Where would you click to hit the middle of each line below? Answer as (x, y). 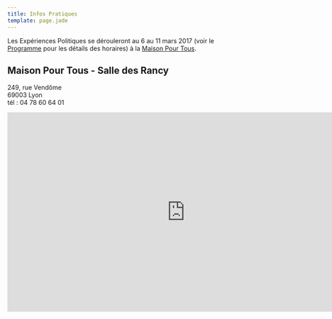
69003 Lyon (25, 95)
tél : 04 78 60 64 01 (36, 103)
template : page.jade (38, 21)
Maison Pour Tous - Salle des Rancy (88, 71)
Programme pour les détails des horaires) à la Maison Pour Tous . (102, 48)
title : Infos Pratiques (43, 14)
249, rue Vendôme (35, 88)
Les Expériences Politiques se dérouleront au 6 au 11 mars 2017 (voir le (111, 40)
